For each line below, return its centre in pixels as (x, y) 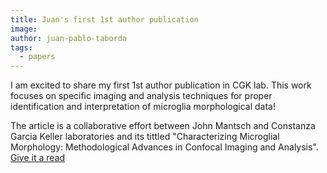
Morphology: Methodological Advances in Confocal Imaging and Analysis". (164, 147)
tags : (21, 47)
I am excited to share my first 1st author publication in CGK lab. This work (161, 85)
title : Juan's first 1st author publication (104, 19)
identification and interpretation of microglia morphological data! (143, 107)
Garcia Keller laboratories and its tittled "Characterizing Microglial (145, 137)
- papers (37, 57)
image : (24, 29)
